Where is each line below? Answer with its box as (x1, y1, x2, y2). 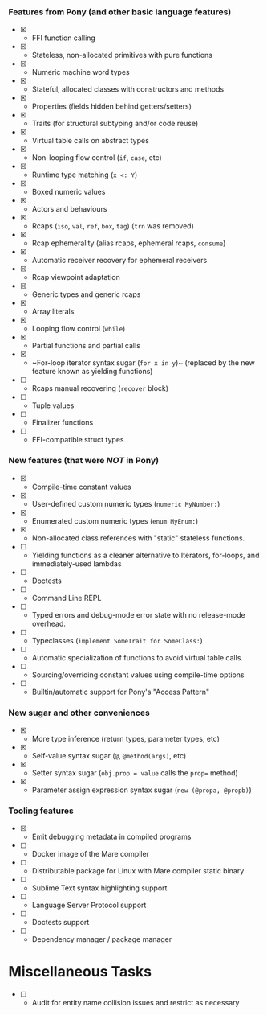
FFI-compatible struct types (31, 435, 124, 445)
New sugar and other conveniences (8, 707, 150, 718)
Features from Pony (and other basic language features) (8, 6, 232, 18)
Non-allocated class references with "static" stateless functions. (31, 533, 245, 543)
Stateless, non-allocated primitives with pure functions (31, 51, 212, 60)
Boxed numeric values (31, 187, 106, 197)
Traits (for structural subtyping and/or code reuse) (31, 119, 199, 129)
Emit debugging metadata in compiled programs (31, 832, 192, 842)
